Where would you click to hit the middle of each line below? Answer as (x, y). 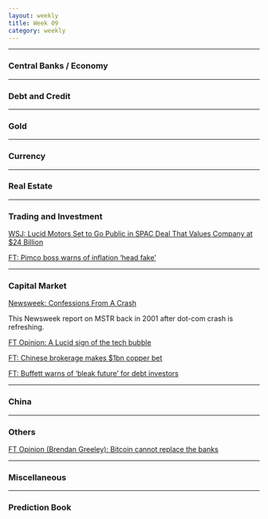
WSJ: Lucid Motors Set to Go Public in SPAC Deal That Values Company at (130, 234)
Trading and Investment (55, 216)
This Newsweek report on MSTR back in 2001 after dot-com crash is (121, 319)
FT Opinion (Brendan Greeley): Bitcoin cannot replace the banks (114, 450)
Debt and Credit (39, 96)
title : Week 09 (33, 23)
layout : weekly (33, 16)
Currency (27, 156)
